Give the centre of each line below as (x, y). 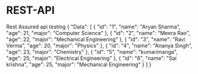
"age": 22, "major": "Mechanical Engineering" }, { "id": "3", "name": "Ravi (96, 39)
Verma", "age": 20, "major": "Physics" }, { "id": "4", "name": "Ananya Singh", (99, 46)
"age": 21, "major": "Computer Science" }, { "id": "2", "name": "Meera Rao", (98, 33)
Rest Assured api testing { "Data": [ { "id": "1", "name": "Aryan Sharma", (93, 27)
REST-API (30, 10)
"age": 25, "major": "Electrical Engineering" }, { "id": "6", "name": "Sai (92, 58)
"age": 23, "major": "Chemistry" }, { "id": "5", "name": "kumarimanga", (92, 52)
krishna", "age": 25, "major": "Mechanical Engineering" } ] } (79, 64)
